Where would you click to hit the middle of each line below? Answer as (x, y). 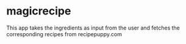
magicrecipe (39, 11)
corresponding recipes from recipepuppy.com (64, 34)
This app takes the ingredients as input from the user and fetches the (93, 28)
